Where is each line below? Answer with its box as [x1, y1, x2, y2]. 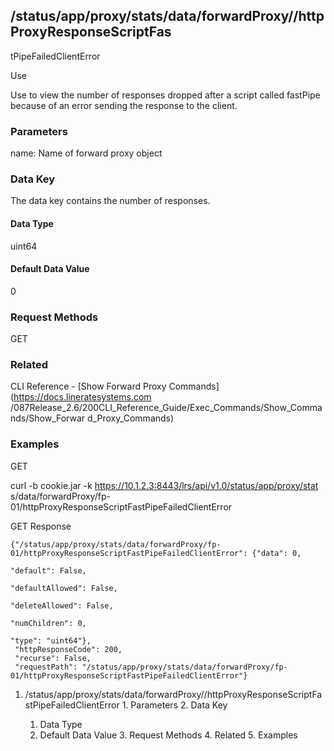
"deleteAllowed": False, [10, 600, 114, 611]
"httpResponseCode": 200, [14, 644, 123, 654]
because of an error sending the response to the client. [10, 99, 238, 111]
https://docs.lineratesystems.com [13, 391, 152, 403]
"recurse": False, [14, 653, 92, 663]
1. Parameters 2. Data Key [121, 699, 228, 711]
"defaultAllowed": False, [10, 583, 118, 593]
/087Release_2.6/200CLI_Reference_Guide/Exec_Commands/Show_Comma [10, 402, 323, 414]
